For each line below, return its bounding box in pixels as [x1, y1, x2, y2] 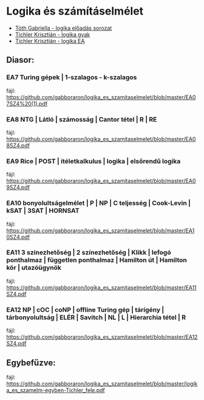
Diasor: [6, 55, 35, 65]
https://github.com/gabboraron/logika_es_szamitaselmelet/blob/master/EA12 [6, 333, 198, 341]
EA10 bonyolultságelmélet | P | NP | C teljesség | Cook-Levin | [6, 199, 191, 207]
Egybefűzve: [6, 357, 56, 368]
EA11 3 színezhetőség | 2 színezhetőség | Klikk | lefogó [6, 248, 171, 257]
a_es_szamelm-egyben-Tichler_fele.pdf [6, 386, 105, 393]
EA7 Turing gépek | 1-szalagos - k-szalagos [6, 73, 137, 81]
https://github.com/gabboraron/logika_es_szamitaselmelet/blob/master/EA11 [6, 284, 197, 291]
